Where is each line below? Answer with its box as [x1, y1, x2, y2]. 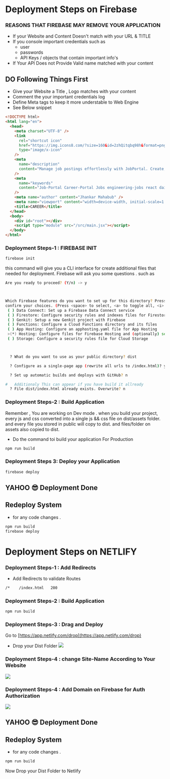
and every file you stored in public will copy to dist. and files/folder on [5, 420, 151, 427]
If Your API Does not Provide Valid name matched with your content [12, 60, 153, 67]
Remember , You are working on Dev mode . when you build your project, [5, 410, 158, 416]
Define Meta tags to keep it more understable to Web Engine [12, 99, 139, 105]
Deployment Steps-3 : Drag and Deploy [5, 621, 104, 628]
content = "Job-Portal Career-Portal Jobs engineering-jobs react [18, 185, 157, 190]
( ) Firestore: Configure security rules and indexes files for [7, 312, 146, 318]
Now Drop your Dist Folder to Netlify [5, 768, 81, 774]
